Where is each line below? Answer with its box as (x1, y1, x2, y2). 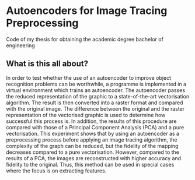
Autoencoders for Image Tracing (6, 4, 168, 17)
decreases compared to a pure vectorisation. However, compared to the (6, 149, 180, 156)
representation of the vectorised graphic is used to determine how (6, 111, 166, 118)
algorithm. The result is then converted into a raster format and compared (6, 99, 183, 106)
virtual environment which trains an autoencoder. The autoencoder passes (6, 86, 186, 94)
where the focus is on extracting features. (6, 167, 107, 174)
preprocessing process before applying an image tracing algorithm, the (6, 136, 177, 143)
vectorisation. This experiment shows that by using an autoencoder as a (6, 130, 180, 137)
